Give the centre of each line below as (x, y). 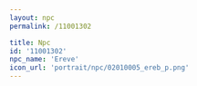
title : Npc (30, 43)
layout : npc (32, 18)
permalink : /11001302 (51, 26)
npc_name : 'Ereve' (44, 60)
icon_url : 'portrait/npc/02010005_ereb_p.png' (99, 68)
